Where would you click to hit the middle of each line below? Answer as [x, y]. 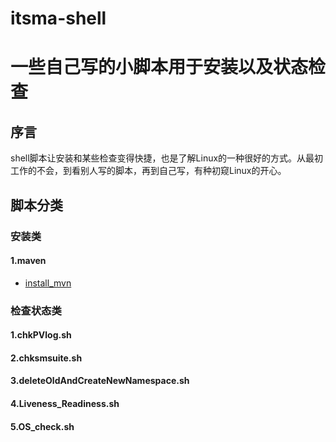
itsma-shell [58, 18]
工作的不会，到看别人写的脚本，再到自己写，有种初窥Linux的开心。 [148, 171]
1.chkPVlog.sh [41, 335]
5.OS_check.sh [42, 426]
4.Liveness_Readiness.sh [65, 403]
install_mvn [48, 283]
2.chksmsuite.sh [46, 358]
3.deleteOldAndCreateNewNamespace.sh [100, 381]
